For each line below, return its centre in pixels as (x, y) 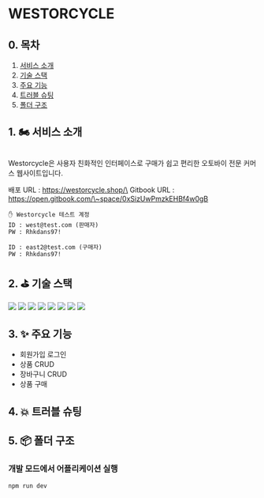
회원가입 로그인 (43, 355)
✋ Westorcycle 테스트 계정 (49, 214)
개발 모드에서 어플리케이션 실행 (63, 469)
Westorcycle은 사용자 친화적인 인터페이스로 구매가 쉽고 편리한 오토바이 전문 (125, 163)
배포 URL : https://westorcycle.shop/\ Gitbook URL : (91, 190)
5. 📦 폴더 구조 (41, 441)
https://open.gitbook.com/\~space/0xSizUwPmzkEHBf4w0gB (108, 198)
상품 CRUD (37, 364)
